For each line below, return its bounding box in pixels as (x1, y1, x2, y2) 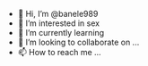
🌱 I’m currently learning (17, 28, 105, 37)
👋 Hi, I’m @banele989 (17, 9, 99, 19)
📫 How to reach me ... (17, 47, 101, 57)
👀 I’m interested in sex (17, 18, 100, 29)
